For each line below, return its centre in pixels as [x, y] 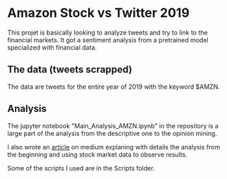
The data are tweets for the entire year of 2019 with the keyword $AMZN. [114, 87]
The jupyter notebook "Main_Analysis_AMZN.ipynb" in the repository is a [113, 125]
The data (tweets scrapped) [70, 69]
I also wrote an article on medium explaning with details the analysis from [114, 147]
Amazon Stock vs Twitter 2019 [99, 13]
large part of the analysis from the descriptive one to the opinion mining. [112, 133]
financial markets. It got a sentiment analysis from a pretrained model [108, 39]
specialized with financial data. [52, 47]
